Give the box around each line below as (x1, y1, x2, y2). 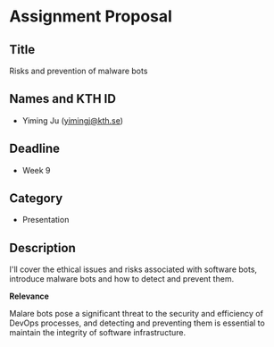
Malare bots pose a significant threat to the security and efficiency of (9, 309, 263, 319)
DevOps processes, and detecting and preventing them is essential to (9, 317, 265, 328)
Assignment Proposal (9, 6, 172, 27)
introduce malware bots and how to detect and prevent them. (9, 274, 235, 284)
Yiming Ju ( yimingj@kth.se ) (21, 114, 123, 126)
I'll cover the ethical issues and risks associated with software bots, (9, 264, 257, 275)
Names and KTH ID (9, 91, 116, 106)
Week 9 (21, 165, 51, 175)
